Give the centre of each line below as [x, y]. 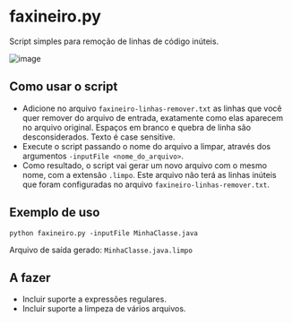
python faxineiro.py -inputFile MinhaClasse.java [104, 233]
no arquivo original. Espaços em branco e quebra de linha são [137, 127]
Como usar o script [64, 87]
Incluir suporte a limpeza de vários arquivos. [104, 309]
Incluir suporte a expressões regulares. [94, 299]
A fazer [30, 278]
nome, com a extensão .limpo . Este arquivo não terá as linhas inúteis [149, 174]
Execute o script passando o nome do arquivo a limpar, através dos [146, 146]
